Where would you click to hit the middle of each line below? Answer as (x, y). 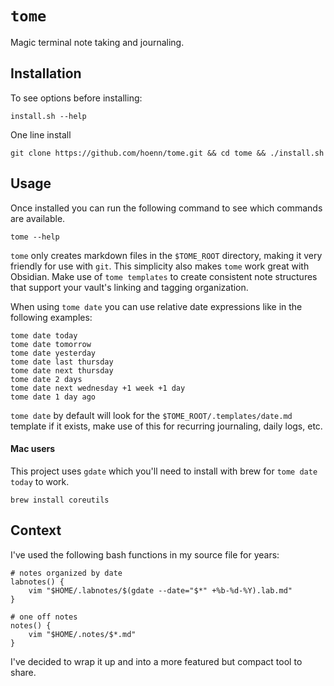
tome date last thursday (62, 362)
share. (23, 672)
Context (36, 530)
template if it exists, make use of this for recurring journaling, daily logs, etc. (166, 426)
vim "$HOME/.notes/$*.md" (82, 634)
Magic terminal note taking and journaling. (97, 42)
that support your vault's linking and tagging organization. (129, 287)
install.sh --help (48, 116)
